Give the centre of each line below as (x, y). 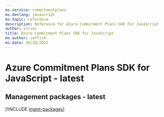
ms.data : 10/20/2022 (27, 43)
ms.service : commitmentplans (36, 10)
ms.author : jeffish (26, 38)
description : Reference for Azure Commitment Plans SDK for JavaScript (82, 24)
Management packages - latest (56, 97)
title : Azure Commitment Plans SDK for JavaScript (60, 33)
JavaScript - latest (45, 78)
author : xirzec (21, 29)
